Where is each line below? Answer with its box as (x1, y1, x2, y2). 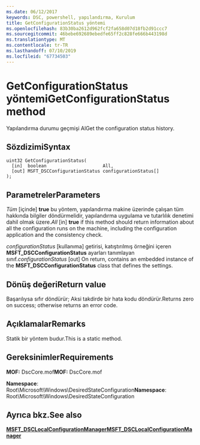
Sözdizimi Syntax (6, 142, 71, 152)
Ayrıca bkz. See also (6, 410, 82, 420)
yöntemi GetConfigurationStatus (6, 92, 170, 106)
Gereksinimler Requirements (6, 352, 114, 363)
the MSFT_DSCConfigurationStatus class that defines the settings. (6, 262, 174, 269)
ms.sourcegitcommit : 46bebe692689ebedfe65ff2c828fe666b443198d (6, 31, 168, 37)
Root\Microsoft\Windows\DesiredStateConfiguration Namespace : (6, 386, 166, 393)
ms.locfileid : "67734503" (6, 53, 71, 59)
